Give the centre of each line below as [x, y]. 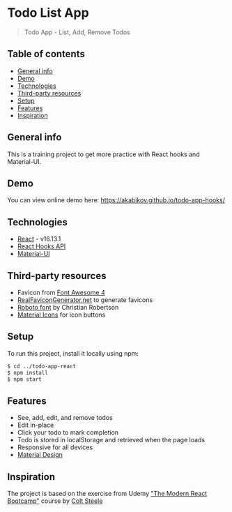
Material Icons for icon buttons [61, 315]
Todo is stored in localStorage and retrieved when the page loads [111, 440]
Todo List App [48, 13]
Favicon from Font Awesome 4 [61, 292]
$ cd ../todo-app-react [42, 366]
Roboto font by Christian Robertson [68, 307]
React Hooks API [41, 246]
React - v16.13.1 [39, 239]
